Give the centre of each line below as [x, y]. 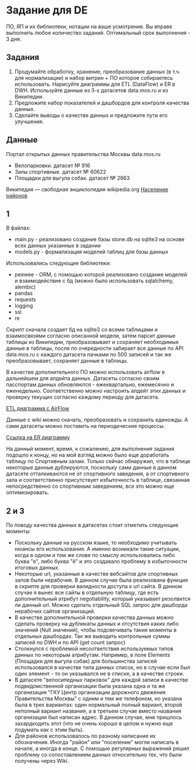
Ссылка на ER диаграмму [38, 437]
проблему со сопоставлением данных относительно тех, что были [98, 755]
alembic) [25, 287]
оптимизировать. [28, 492]
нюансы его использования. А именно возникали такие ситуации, [97, 549]
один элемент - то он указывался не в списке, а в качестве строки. [99, 674]
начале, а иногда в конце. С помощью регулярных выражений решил [102, 748]
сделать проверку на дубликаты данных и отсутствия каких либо [97, 624]
